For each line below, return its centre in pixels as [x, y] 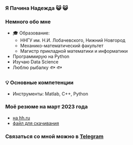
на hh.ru [21, 118]
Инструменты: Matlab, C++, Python [50, 94]
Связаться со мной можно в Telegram [54, 136]
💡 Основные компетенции [39, 83]
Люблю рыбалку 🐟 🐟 [37, 67]
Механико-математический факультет [62, 46]
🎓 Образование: [31, 33]
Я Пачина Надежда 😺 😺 [37, 8]
